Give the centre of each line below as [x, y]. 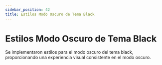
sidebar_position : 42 [28, 10]
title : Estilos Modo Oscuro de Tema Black [50, 14]
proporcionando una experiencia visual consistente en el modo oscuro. [78, 58]
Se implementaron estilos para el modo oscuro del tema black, [69, 52]
